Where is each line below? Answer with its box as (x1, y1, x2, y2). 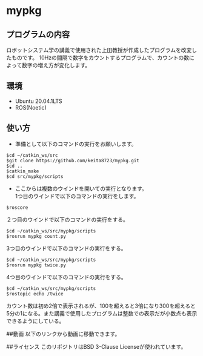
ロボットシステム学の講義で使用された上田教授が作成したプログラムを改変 (6, 47, 192, 53)
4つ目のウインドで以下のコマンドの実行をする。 (6, 273, 127, 280)
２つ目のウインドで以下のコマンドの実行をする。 (6, 216, 128, 223)
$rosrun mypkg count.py (6, 233, 67, 239)
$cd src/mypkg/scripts (6, 173, 64, 179)
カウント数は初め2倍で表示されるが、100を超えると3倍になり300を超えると (6, 302, 196, 309)
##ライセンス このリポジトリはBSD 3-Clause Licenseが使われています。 (6, 343, 187, 350)
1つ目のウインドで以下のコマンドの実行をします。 (15, 192, 139, 200)
